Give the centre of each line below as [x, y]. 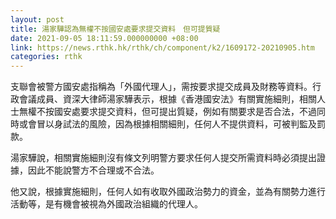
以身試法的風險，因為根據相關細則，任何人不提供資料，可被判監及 [180, 124]
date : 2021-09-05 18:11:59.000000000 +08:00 [104, 38]
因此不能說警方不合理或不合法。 [93, 170]
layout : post [37, 19]
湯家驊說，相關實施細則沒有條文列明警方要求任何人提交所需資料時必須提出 [163, 158]
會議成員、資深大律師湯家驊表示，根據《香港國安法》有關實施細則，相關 [167, 99]
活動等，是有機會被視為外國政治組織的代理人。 [106, 204]
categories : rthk [46, 57]
